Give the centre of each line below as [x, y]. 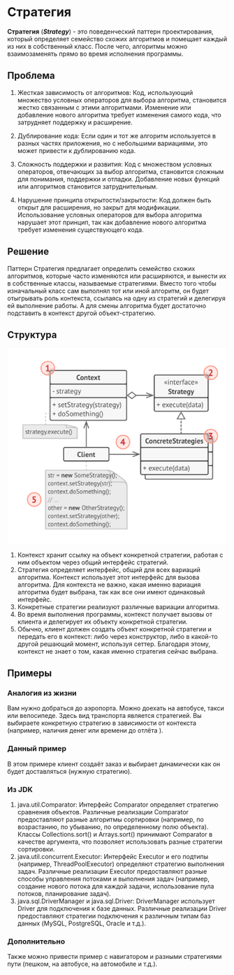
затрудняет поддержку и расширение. [75, 122]
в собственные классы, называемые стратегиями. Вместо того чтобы [112, 283]
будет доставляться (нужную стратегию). [70, 771]
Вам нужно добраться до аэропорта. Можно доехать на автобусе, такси [116, 708]
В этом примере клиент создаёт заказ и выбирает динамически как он [114, 764]
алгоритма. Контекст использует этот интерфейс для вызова [108, 577]
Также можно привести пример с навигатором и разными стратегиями [115, 957]
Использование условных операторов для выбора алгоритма [110, 214]
